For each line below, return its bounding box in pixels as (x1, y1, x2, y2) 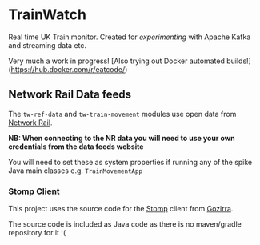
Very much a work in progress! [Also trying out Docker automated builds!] (8, 56, 252, 66)
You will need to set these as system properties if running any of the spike (8, 157, 253, 167)
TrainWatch (8, 6, 86, 24)
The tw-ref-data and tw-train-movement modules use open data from (8, 109, 237, 118)
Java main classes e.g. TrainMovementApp (8, 166, 142, 175)
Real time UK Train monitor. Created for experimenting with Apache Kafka (8, 32, 251, 42)
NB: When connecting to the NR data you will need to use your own (8, 133, 235, 143)
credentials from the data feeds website (8, 142, 144, 151)
